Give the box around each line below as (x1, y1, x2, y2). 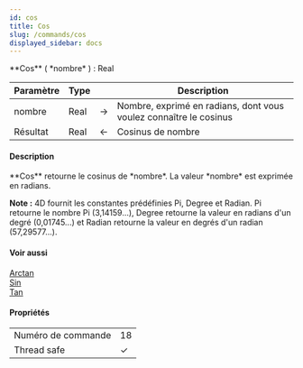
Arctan (9, 267, 34, 278)
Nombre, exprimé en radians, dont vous (116, 100, 285, 113)
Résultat (14, 125, 49, 138)
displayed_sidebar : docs (9, 38, 103, 48)
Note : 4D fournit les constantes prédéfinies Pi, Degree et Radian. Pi (9, 198, 262, 208)
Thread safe (14, 344, 66, 356)
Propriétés (9, 308, 50, 318)
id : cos (9, 13, 39, 23)
